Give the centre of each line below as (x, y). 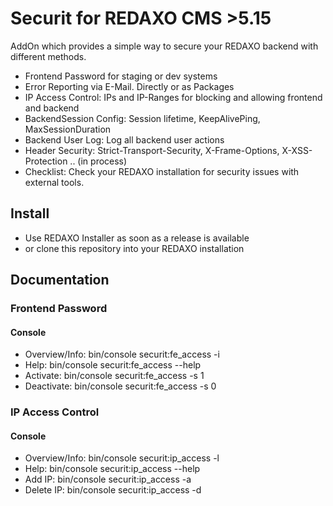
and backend (52, 108)
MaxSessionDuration (68, 129)
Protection (46, 161)
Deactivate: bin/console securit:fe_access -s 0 (120, 386)
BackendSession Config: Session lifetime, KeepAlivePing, (142, 118)
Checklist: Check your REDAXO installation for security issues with (162, 171)
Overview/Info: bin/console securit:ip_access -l (122, 458)
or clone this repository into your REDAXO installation (134, 248)
